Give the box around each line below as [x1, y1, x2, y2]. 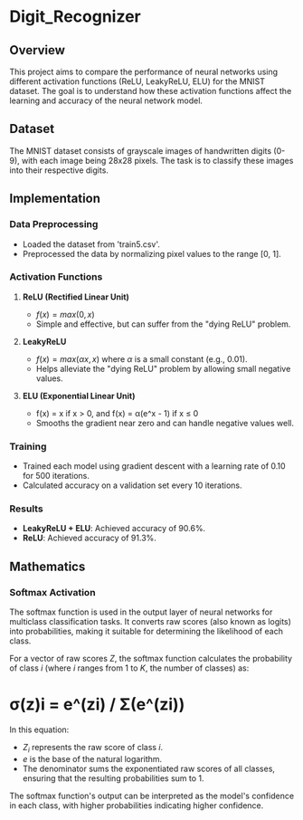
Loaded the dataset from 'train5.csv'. [22, 238, 161, 250]
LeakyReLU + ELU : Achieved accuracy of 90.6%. [22, 523, 206, 534]
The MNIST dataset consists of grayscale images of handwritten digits [9, 145, 272, 156]
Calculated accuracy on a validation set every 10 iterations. [22, 480, 242, 491]
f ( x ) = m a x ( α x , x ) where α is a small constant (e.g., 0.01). [35, 353, 248, 364]
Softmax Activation [9, 586, 97, 598]
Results [9, 502, 43, 515]
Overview [9, 43, 66, 58]
